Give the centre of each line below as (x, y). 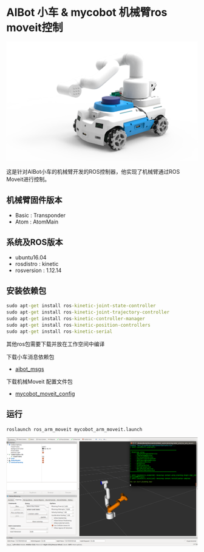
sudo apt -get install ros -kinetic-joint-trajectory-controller (88, 312)
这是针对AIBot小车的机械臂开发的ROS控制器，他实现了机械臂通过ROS (93, 171)
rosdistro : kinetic (37, 264)
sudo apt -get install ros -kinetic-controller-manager (76, 319)
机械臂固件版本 (34, 200)
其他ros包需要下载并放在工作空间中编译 (56, 344)
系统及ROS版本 (35, 243)
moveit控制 (35, 28)
